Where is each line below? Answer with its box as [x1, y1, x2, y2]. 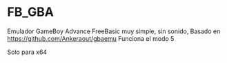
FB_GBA [7, 4, 54, 20]
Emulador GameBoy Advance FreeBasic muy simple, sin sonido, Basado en [7, 27, 221, 35]
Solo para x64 [7, 48, 48, 56]
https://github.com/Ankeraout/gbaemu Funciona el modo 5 [7, 34, 175, 42]
